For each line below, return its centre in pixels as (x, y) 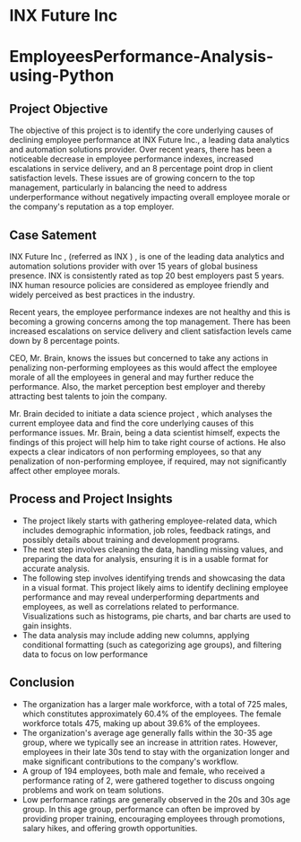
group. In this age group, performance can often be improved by (141, 809)
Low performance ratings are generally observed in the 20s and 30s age (156, 799)
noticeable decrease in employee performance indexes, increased (131, 159)
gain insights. (47, 626)
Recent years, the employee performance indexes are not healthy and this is (150, 312)
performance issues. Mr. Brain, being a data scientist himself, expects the (145, 433)
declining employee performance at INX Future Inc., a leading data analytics (149, 140)
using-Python (62, 76)
